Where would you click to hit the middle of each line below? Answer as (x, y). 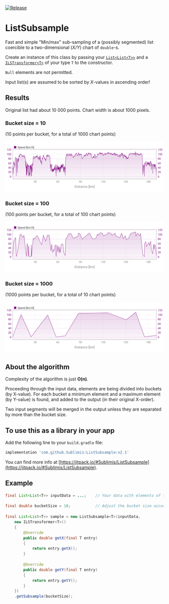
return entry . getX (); (55, 549)
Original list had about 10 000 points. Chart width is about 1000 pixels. (78, 110)
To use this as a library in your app (60, 430)
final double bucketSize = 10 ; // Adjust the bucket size (78, 506)
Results (17, 98)
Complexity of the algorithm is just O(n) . (47, 379)
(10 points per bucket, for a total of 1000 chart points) (61, 134)
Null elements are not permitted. (39, 72)
